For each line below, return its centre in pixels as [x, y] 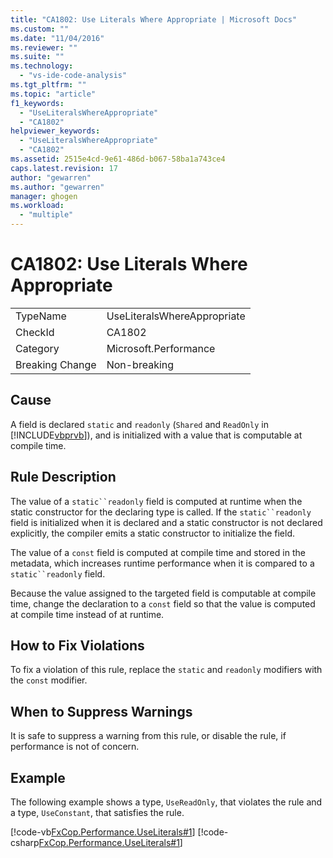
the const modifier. [49, 680]
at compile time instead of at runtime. [87, 614]
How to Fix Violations [77, 645]
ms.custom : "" [40, 29]
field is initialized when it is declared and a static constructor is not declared [166, 522]
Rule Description [63, 477]
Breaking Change [56, 364]
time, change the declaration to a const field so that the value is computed [163, 603]
